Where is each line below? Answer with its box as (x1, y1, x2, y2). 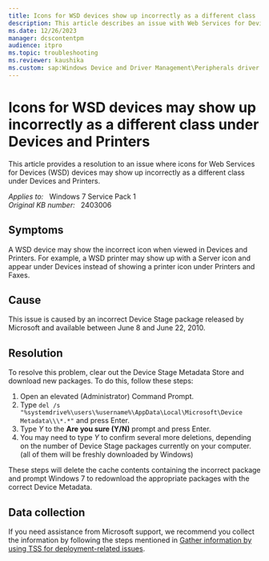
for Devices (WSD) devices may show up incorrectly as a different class (8, 167, 246, 177)
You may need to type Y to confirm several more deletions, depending (19, 433, 252, 442)
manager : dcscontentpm (8, 34, 84, 42)
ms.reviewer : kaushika (8, 57, 84, 65)
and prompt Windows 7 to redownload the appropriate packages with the (8, 474, 250, 483)
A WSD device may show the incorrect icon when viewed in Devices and (8, 244, 248, 254)
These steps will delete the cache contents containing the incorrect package (8, 466, 261, 475)
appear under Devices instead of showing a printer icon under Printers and (8, 261, 255, 271)
